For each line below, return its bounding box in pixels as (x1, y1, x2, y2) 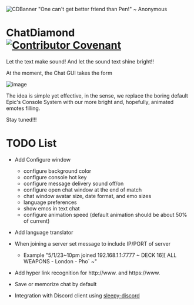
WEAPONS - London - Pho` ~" (23, 257, 97, 264)
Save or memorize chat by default (14, 280, 97, 287)
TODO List (6, 137, 57, 150)
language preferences (23, 199, 78, 206)
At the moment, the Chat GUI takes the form (6, 69, 113, 76)
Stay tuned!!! (6, 116, 37, 123)
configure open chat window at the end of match (23, 186, 142, 193)
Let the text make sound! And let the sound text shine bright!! (6, 58, 155, 65)
